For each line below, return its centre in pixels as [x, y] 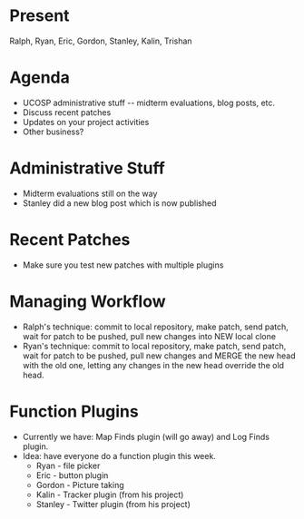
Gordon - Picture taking [80, 485]
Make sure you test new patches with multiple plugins [123, 265]
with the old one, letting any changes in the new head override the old [153, 365]
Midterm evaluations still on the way [90, 193]
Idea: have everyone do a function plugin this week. [119, 455]
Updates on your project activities [86, 122]
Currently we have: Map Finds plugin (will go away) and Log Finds [146, 436]
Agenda [39, 78]
